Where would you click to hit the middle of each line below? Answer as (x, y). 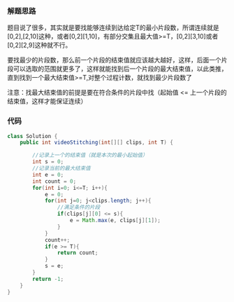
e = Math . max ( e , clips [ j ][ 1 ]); (115, 221)
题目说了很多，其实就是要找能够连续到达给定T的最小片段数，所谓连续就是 (114, 28)
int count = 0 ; (54, 181)
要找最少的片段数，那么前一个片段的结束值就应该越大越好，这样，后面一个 (114, 60)
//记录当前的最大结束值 (61, 169)
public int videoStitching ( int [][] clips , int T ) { (96, 143)
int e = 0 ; (48, 174)
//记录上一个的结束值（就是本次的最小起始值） (90, 156)
